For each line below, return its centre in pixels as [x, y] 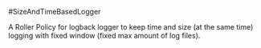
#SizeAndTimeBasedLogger [55, 12]
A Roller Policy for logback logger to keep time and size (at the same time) [131, 27]
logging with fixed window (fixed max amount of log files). [104, 36]
